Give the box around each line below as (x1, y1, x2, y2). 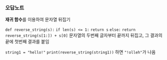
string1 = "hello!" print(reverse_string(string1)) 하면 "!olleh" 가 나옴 (5, 49, 156, 55)
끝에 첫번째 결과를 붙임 (5, 39, 49, 45)
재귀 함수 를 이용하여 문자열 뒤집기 (5, 16, 71, 23)
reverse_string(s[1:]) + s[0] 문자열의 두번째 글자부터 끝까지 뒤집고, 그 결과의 (5, 32, 162, 38)
